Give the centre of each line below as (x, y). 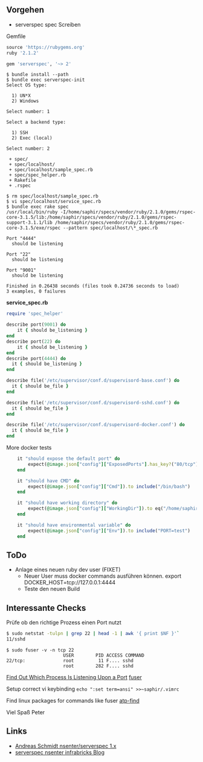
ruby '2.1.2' (23, 53)
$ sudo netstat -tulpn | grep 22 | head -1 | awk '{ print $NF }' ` (93, 634)
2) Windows (25, 101)
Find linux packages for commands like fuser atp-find (73, 700)
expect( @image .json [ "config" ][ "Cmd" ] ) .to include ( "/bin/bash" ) (109, 486)
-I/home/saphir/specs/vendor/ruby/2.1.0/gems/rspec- (128, 212)
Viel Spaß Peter (26, 712)
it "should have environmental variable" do (74, 525)
